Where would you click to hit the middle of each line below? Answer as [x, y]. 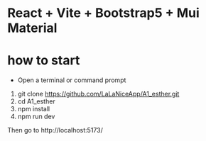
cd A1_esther [36, 101]
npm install [34, 109]
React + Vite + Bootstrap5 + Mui [104, 13]
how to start [44, 61]
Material [32, 28]
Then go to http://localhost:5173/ [55, 130]
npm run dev [36, 117]
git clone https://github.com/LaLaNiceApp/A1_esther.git [98, 94]
